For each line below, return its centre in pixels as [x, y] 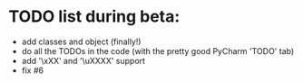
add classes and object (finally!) [81, 41]
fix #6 [33, 70]
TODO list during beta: [94, 17]
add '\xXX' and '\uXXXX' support [83, 60]
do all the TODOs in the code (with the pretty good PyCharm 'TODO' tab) [158, 51]
